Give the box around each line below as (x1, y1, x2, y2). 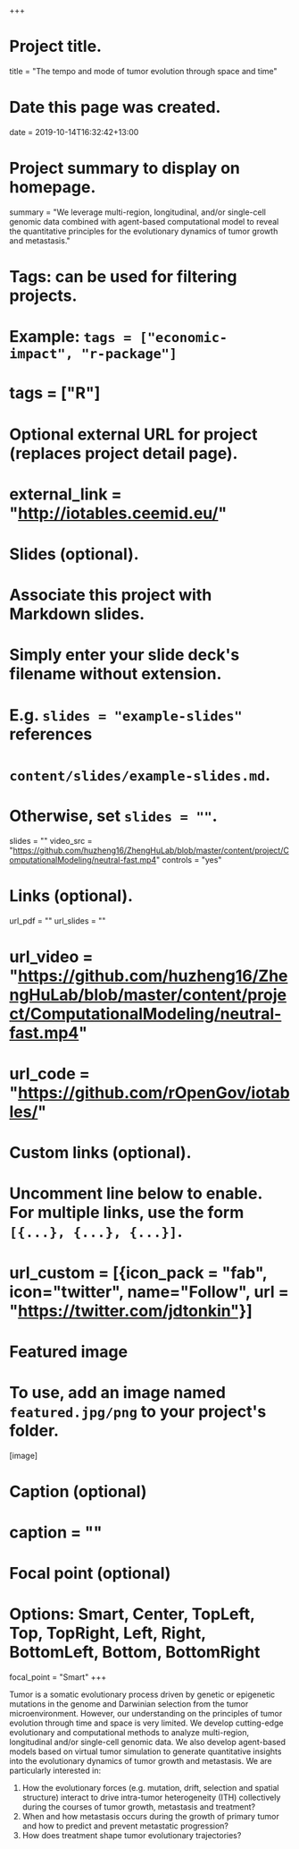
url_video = (9, 946, 94, 967)
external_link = (9, 484, 122, 504)
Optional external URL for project (9, 424, 258, 444)
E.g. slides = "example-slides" (9, 704, 243, 725)
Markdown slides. (9, 604, 145, 625)
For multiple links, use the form (9, 1203, 245, 1223)
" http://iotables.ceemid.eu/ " (9, 503, 228, 524)
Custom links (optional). (9, 1143, 192, 1163)
